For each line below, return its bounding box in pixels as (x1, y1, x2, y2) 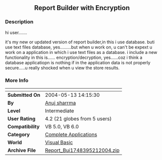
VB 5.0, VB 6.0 (45, 123, 79, 130)
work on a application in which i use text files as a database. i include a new (5, 49, 158, 55)
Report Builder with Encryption (34, 4, 130, 12)
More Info (5, 77, 29, 84)
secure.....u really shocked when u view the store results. (5, 65, 120, 71)
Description (5, 18, 34, 25)
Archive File (7, 147, 36, 154)
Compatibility (7, 123, 40, 130)
